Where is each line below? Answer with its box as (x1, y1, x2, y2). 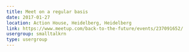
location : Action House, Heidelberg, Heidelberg (6, 20, 132, 26)
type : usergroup (6, 36, 47, 42)
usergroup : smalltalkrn (6, 31, 67, 37)
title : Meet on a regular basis (6, 8, 88, 15)
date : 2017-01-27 (6, 14, 50, 20)
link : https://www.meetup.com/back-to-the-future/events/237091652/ (6, 25, 184, 32)
